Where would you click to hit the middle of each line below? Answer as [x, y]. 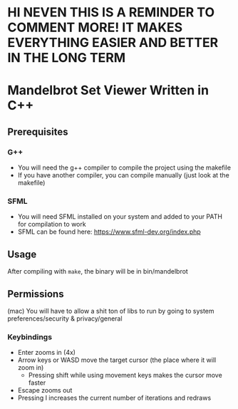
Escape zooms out [45, 390]
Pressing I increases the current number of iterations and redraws [114, 398]
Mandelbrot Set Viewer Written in [108, 90]
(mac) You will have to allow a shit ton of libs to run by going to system [111, 311]
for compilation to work [52, 224]
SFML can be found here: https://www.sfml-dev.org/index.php [109, 232]
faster [37, 383]
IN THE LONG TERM [67, 58]
